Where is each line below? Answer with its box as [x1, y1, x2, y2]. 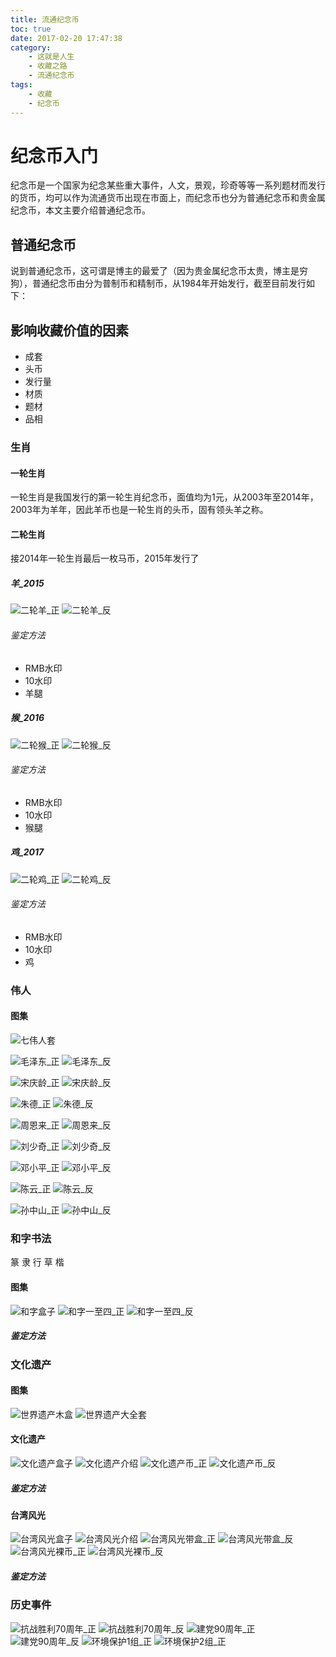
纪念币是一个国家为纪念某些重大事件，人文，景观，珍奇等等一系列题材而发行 [10, 179, 326, 191]
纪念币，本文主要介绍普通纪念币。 [10, 204, 151, 216]
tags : [10, 80, 33, 90]
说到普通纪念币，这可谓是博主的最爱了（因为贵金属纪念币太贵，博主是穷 [10, 265, 308, 277]
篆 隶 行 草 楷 [10, 1256, 65, 1268]
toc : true [10, 24, 52, 34]
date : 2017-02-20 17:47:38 [10, 33, 123, 43]
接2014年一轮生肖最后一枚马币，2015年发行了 [10, 552, 200, 565]
